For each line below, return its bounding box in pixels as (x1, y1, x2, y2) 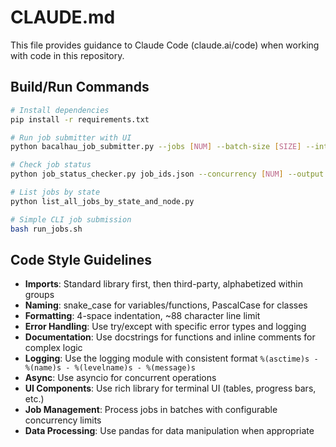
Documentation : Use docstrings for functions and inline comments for (24, 331, 316, 343)
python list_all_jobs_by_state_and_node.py (10, 196, 195, 206)
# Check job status (10, 160, 92, 170)
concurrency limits (24, 414, 102, 426)
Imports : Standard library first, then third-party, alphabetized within (24, 278, 303, 290)
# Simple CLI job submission (10, 214, 132, 225)
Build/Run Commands (10, 79, 150, 96)
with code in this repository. (10, 49, 125, 61)
